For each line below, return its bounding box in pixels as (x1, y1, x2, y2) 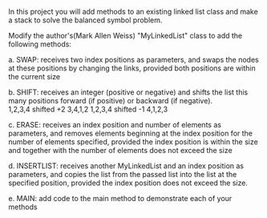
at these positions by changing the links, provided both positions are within (8, 63, 257, 73)
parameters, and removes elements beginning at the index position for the (8, 128, 253, 138)
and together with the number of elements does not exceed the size (8, 146, 233, 155)
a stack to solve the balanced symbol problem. (8, 15, 163, 25)
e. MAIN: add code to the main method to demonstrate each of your (8, 194, 233, 203)
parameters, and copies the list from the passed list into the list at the (8, 170, 237, 179)
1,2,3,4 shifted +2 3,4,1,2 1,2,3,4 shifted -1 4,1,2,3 (8, 104, 168, 114)
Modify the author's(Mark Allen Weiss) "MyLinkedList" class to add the (8, 31, 243, 40)
